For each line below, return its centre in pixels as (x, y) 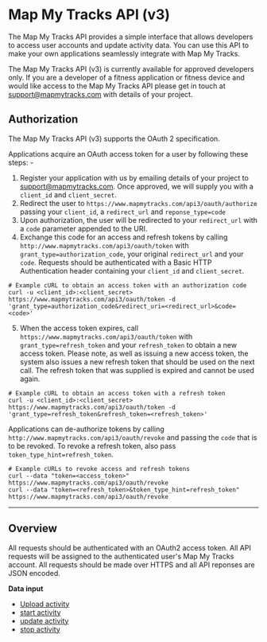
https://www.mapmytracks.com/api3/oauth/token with (106, 337)
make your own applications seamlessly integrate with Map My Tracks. (124, 53)
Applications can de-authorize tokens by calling (86, 429)
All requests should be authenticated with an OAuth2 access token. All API (130, 547)
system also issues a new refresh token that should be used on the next (137, 362)
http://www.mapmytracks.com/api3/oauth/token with (104, 245)
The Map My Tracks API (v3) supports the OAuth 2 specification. (114, 138)
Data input (26, 588)
